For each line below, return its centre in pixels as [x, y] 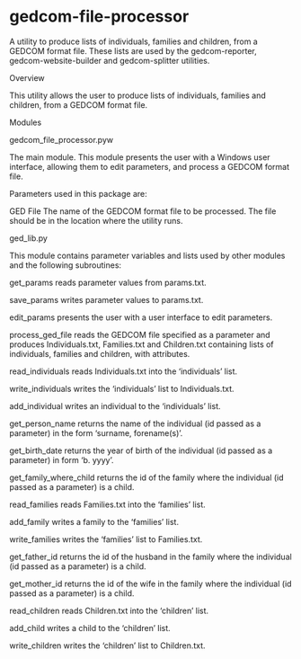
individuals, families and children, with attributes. [100, 353]
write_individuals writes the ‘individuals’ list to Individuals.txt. [122, 388]
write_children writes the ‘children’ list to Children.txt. [107, 646]
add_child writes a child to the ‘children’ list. [90, 628]
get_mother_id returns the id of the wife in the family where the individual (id [150, 583]
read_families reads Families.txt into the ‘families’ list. [108, 504]
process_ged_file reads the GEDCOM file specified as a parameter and [140, 334]
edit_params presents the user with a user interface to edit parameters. [141, 317]
